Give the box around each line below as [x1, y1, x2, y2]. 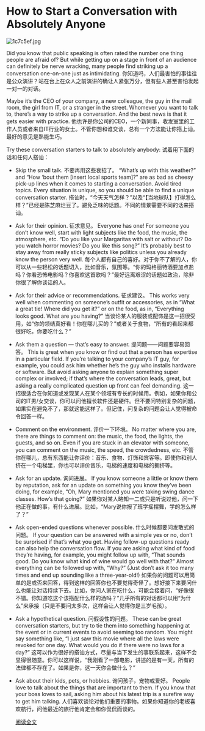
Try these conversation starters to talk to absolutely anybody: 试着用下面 [6, 146, 189, 153]
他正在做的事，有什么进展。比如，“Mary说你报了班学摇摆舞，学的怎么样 [15, 503, 196, 510]
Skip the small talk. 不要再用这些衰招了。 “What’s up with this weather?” [15, 167, 196, 174]
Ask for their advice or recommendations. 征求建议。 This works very [15, 291, 190, 299]
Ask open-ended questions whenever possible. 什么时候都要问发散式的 [15, 523, 195, 531]
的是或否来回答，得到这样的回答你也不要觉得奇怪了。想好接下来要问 [20, 579, 192, 586]
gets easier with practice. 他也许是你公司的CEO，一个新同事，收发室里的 [6, 118, 190, 125]
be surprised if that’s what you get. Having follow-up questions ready [15, 538, 190, 545]
